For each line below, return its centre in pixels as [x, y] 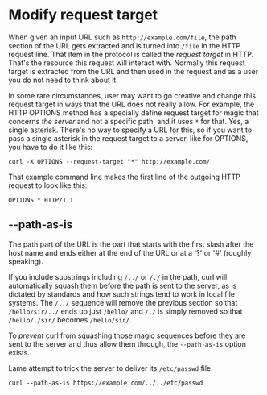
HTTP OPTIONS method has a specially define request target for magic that [133, 112]
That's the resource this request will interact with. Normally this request [127, 63]
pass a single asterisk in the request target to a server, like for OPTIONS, [128, 138]
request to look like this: [48, 185]
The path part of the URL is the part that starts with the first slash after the [131, 244]
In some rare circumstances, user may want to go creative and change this [132, 95]
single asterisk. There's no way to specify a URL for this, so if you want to [130, 130]
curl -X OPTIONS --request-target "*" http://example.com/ [109, 162]
